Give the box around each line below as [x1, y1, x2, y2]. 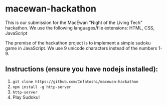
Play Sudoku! [12, 94, 40, 100]
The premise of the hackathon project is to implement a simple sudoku [5, 39, 151, 45]
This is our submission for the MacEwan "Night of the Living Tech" [5, 19, 143, 25]
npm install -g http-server [12, 84, 71, 89]
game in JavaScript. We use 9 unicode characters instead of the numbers [5, 45, 157, 51]
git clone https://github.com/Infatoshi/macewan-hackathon [12, 79, 139, 84]
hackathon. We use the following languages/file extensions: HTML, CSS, [5, 24, 154, 30]
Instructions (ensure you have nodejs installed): [5, 65, 158, 73]
